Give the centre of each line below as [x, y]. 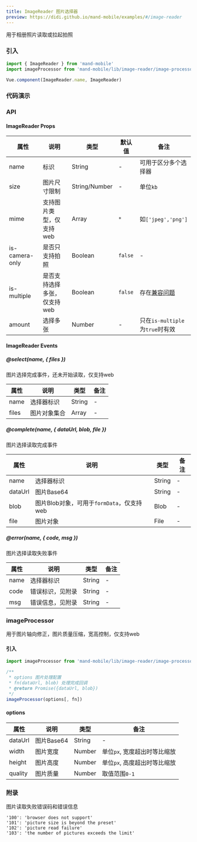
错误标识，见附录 [54, 591]
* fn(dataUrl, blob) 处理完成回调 [48, 683]
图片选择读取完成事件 [32, 445]
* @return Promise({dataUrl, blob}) [53, 688]
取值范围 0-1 [118, 773]
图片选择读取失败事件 [32, 553]
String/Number [92, 187]
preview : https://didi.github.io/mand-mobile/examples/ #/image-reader [94, 17]
